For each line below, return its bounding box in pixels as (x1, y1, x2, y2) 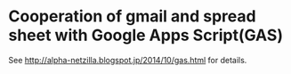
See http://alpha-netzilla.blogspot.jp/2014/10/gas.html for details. (8, 54, 247, 65)
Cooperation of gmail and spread (8, 6, 256, 27)
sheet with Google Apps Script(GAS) (8, 25, 284, 45)
